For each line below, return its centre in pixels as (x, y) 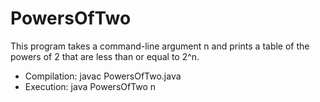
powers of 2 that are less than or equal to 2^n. (105, 56)
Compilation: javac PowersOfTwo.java (103, 76)
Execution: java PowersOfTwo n (90, 86)
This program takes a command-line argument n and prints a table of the (160, 46)
